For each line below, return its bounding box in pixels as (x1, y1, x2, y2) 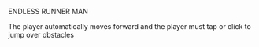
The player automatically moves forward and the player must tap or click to (8, 22, 252, 31)
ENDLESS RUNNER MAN (8, 7, 89, 16)
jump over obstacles (8, 31, 75, 39)
